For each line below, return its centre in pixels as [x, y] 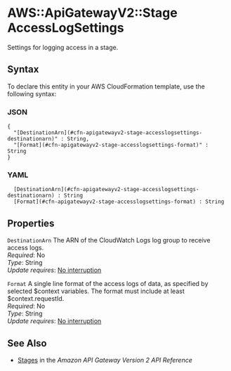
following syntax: [32, 93]
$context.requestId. [36, 299]
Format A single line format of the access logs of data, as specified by [108, 284]
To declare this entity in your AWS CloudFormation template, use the [106, 86]
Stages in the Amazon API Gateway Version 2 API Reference [105, 360]
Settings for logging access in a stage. [63, 47]
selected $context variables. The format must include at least [96, 291]
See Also [27, 343]
